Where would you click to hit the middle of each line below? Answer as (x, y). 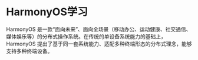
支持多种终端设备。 (29, 51)
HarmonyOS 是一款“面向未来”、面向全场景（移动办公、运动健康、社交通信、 (99, 29)
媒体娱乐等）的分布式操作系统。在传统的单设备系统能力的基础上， (86, 36)
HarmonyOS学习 (47, 12)
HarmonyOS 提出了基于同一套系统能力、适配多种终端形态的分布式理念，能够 (99, 44)
